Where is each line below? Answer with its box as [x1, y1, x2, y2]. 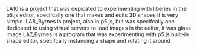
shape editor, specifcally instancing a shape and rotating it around [6, 37, 171, 44]
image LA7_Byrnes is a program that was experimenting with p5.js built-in [6, 31, 189, 38]
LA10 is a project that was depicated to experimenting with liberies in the [6, 5, 187, 12]
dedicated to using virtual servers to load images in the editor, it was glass [6, 24, 192, 31]
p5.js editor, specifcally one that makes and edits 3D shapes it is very [6, 11, 179, 19]
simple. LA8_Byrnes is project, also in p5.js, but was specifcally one [6, 18, 175, 25]
